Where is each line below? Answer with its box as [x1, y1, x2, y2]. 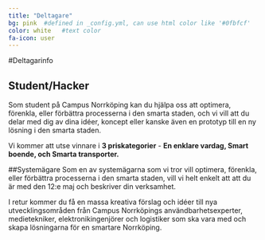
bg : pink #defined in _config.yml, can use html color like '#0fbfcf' [8, 19, 251, 27]
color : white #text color [8, 26, 102, 34]
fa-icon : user [8, 33, 56, 42]
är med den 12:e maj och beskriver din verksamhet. [8, 182, 177, 191]
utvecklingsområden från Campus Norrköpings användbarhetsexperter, [8, 206, 243, 215]
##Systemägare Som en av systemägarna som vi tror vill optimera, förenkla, [8, 165, 257, 175]
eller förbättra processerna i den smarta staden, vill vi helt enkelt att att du [8, 173, 251, 183]
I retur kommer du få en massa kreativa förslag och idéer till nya [8, 197, 217, 207]
